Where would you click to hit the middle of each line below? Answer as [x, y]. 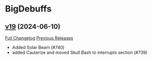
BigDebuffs [28, 9]
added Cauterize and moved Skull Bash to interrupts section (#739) [80, 52]
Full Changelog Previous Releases [39, 38]
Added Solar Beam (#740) [38, 47]
